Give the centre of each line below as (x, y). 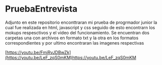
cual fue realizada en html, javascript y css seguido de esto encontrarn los (80, 27)
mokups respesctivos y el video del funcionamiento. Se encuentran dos (77, 32)
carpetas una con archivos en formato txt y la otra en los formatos (72, 38)
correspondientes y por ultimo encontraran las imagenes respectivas (75, 43)
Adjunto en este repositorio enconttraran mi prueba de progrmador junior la (81, 22)
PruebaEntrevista (41, 9)
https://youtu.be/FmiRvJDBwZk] (39, 52)
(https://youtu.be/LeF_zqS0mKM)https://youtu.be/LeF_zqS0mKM (71, 57)
